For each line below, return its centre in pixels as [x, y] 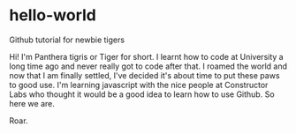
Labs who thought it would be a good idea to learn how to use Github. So [142, 94]
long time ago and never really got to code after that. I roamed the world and [148, 66]
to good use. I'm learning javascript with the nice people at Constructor [139, 85]
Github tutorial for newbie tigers [67, 40]
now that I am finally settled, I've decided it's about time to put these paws [144, 75]
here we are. [32, 103]
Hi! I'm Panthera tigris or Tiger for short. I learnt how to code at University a [147, 56]
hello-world [53, 15]
